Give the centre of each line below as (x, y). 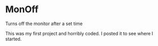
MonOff (22, 9)
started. (14, 39)
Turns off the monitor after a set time (44, 24)
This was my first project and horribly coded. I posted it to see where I (79, 33)
